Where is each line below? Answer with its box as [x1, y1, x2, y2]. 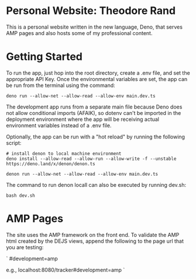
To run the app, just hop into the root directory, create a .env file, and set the [6, 69, 190, 76]
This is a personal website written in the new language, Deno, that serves [6, 23, 183, 30]
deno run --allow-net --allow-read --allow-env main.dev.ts [6, 93, 156, 99]
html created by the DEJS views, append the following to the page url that [6, 238, 184, 245]
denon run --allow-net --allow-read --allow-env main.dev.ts [6, 171, 159, 177]
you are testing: [6, 243, 44, 250]
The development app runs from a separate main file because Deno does [6, 103, 183, 110]
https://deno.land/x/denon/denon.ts [6, 161, 95, 167]
